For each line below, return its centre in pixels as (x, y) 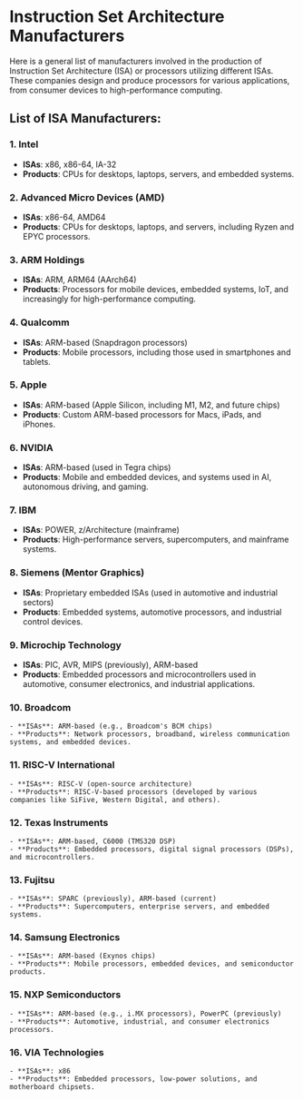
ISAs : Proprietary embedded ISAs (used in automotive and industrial (150, 593)
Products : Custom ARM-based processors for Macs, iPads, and (142, 414)
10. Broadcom (40, 707)
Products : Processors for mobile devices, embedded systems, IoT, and (155, 290)
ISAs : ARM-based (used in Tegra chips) (97, 467)
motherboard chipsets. (52, 1087)
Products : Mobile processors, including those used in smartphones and (156, 352)
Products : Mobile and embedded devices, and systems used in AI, (147, 477)
